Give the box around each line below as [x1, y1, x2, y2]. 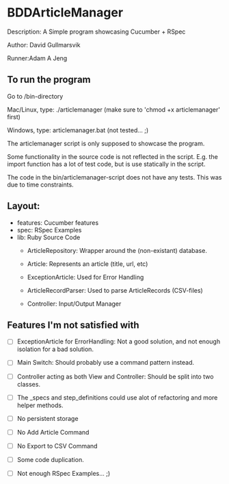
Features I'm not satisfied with [7, 319, 139, 330]
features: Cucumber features [16, 218, 99, 227]
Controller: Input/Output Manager [27, 300, 122, 308]
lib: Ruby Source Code [16, 233, 81, 241]
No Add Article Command [16, 428, 90, 436]
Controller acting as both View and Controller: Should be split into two [16, 372, 214, 380]
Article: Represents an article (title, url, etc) [27, 259, 148, 268]
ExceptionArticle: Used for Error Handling [27, 273, 144, 281]
